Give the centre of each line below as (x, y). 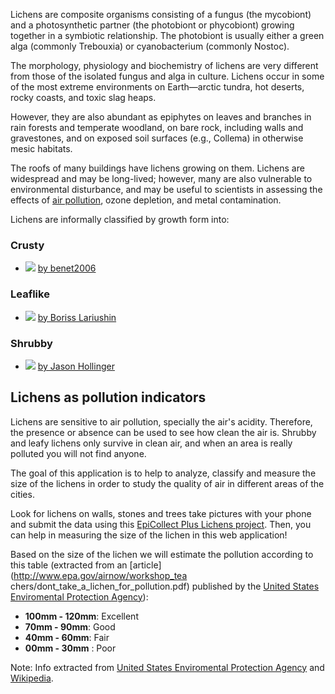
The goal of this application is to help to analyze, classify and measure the (163, 473)
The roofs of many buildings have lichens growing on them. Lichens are (157, 168)
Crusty (27, 245)
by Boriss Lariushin (77, 317)
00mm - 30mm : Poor (70, 648)
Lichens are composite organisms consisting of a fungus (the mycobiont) (161, 14)
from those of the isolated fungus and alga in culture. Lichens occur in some (167, 76)
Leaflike (30, 294)
